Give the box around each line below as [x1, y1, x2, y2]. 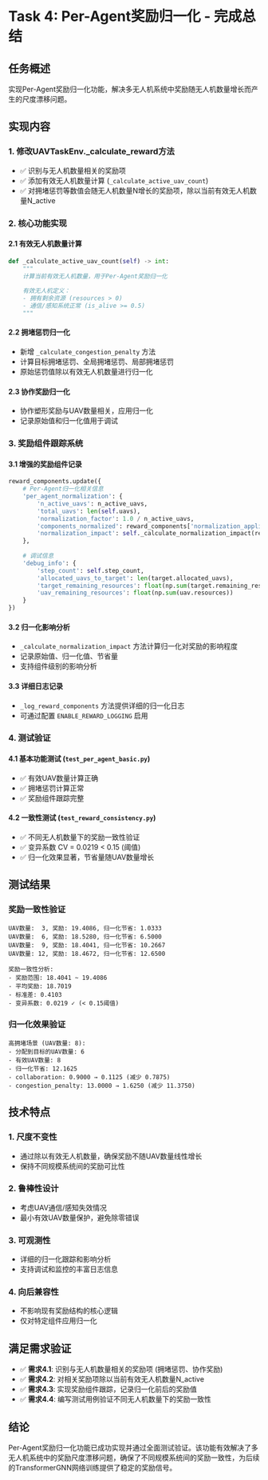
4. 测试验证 [8, 733, 51, 744]
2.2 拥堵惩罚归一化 [8, 327, 70, 337]
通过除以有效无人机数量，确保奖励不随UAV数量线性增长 [19, 1151, 203, 1161]
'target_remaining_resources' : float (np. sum [37, 582, 187, 590]
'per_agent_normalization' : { [22, 493, 124, 501]
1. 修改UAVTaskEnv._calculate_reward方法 [8, 146, 175, 157]
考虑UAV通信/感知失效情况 [19, 1202, 108, 1212]
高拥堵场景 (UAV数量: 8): [8, 1039, 86, 1047]
